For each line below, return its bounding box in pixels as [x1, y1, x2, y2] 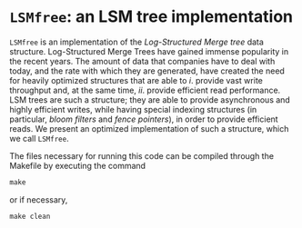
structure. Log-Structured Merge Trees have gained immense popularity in [9, 45, 289, 56]
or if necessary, [9, 193, 68, 205]
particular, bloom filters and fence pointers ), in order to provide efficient [9, 114, 279, 124]
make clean [9, 212, 51, 221]
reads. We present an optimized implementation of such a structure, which [9, 123, 289, 134]
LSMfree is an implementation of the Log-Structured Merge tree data [9, 36, 264, 47]
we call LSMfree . [9, 133, 70, 144]
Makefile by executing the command [9, 160, 146, 171]
